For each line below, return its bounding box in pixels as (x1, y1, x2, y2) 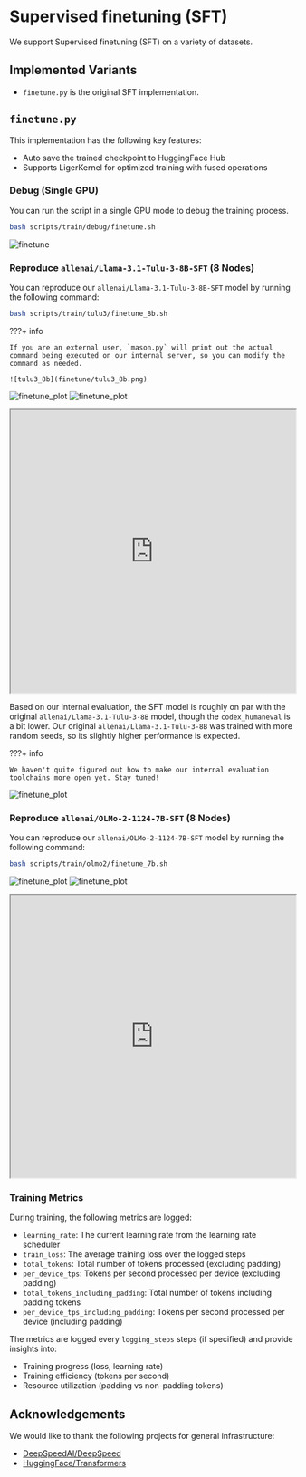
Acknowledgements (9, 1406, 126, 1422)
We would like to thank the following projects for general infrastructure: (9, 1431, 275, 1442)
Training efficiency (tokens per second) (22, 1370, 170, 1382)
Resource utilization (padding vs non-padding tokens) (22, 1380, 224, 1391)
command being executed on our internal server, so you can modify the (9, 350, 285, 360)
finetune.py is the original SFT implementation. (22, 86, 199, 97)
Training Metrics (9, 1192, 84, 1204)
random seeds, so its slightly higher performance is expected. (9, 730, 241, 741)
